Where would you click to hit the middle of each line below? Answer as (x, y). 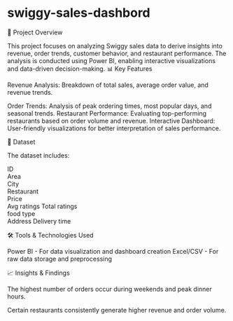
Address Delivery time (39, 221)
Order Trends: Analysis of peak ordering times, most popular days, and (110, 106)
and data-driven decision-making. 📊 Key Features (80, 69)
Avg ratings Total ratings (42, 206)
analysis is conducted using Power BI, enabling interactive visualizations (111, 60)
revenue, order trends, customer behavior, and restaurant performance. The (117, 53)
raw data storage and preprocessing (60, 259)
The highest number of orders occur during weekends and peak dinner (110, 289)
